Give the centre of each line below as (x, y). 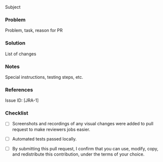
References (19, 90)
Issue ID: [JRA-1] (22, 100)
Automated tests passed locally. (44, 139)
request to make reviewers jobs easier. (51, 129)
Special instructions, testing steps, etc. (44, 77)
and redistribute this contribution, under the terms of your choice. (78, 154)
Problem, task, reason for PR (34, 30)
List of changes (21, 54)
